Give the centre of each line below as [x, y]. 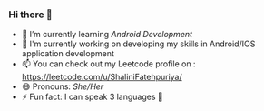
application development [68, 54]
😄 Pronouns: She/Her [63, 86]
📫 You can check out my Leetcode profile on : [108, 64]
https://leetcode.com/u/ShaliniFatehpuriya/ [102, 77]
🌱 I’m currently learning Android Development [107, 35]
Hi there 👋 [31, 15]
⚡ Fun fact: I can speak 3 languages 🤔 [93, 97]
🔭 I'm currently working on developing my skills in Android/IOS [138, 44]
